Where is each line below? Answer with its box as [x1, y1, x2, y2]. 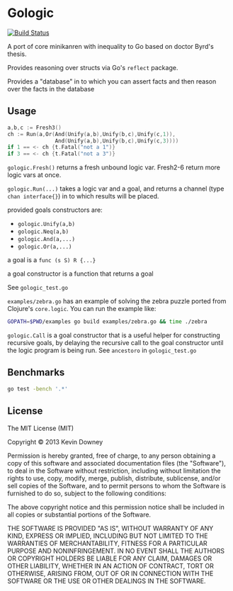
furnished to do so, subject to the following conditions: [7, 489, 166, 497]
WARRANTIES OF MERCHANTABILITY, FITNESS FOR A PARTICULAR [7, 539, 208, 547]
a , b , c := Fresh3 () [7, 124, 62, 131]
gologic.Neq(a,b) [17, 228, 69, 235]
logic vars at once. [7, 171, 62, 179]
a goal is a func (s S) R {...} [7, 256, 96, 264]
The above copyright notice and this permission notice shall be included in [7, 502, 225, 511]
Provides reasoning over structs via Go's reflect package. [7, 63, 178, 72]
